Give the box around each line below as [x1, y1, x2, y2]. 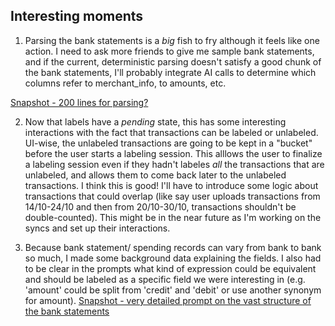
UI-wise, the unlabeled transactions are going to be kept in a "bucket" [24, 137, 313, 149]
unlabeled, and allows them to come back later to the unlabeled [24, 169, 287, 181]
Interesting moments [10, 8, 144, 25]
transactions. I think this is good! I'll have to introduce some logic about [24, 179, 319, 191]
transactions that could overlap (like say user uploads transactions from [24, 190, 321, 202]
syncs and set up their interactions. [24, 222, 171, 234]
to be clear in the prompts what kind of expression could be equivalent [24, 262, 317, 274]
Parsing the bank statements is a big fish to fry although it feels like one [24, 34, 320, 46]
